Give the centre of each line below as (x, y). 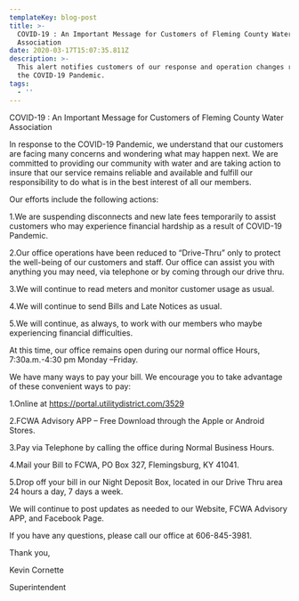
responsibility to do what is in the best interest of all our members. (130, 182)
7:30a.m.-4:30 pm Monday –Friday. (74, 359)
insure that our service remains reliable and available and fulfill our (131, 172)
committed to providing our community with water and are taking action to (145, 163)
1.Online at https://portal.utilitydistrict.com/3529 (97, 403)
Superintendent (38, 587)
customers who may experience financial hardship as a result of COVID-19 (146, 226)
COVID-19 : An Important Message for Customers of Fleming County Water (147, 118)
